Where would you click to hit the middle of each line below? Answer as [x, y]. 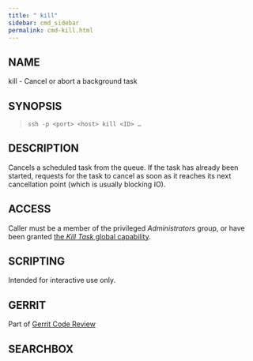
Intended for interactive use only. [62, 280]
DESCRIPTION [43, 148]
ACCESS [30, 209]
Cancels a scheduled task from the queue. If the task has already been [123, 167]
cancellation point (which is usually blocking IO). [87, 184]
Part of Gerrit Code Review [52, 324]
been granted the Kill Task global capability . [80, 236]
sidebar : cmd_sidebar [44, 23]
